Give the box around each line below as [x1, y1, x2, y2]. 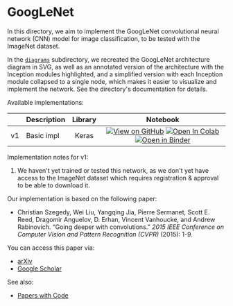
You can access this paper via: [7, 244, 95, 252]
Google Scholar [17, 264, 62, 273]
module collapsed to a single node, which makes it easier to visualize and [7, 77, 217, 85]
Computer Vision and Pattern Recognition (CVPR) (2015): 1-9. [17, 230, 193, 238]
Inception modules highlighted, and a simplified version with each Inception [7, 70, 223, 78]
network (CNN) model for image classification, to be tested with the [7, 34, 200, 42]
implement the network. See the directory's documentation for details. [7, 85, 208, 93]
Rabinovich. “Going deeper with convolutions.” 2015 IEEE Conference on [17, 223, 224, 231]
